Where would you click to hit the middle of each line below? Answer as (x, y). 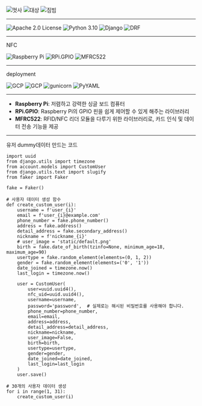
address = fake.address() (50, 226)
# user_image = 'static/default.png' (64, 242)
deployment (21, 74)
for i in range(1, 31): (36, 392)
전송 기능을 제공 (40, 126)
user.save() (32, 375)
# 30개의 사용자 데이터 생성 (36, 386)
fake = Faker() (25, 188)
